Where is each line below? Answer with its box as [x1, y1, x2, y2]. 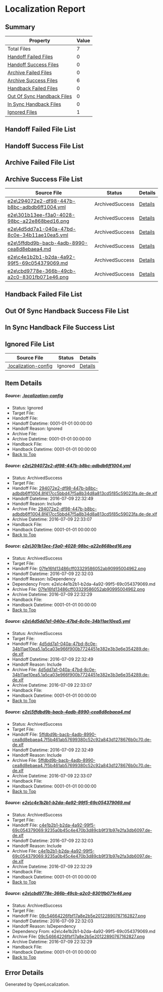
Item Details [5, 379, 42, 388]
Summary [5, 23, 35, 31]
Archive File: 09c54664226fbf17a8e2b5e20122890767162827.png [12, 934, 145, 939]
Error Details [5, 968, 44, 977]
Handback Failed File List [5, 290, 82, 299]
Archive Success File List [5, 175, 83, 183]
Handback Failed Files [7, 85, 58, 92]
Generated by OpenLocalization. [5, 981, 70, 987]
